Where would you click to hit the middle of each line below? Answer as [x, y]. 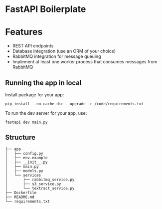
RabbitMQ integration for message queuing [57, 56]
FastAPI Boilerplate [46, 9]
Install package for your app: [35, 95]
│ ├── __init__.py [27, 162]
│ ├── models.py [24, 171]
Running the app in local [43, 83]
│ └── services [23, 175]
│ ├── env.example [27, 158]
